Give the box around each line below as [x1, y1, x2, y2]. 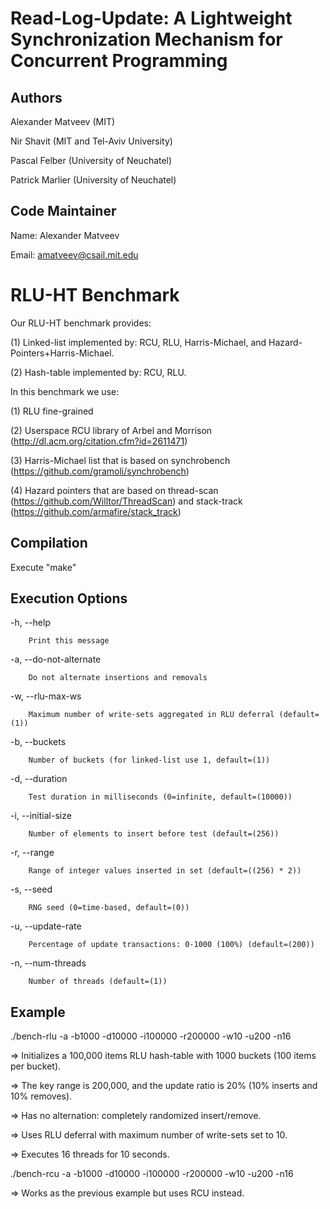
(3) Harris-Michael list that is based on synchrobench [10, 454, 231, 466]
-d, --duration [10, 773, 68, 785]
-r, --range [10, 847, 55, 859]
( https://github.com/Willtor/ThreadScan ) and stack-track [10, 495, 243, 507]
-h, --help [10, 617, 51, 629]
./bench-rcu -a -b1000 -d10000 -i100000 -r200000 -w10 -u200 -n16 [10, 1168, 294, 1180]
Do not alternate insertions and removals [28, 673, 208, 683]
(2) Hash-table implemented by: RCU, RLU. [10, 366, 187, 378]
